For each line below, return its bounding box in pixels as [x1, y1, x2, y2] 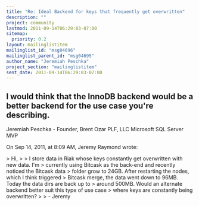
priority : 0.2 [11, 36, 46, 42]
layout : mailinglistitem [6, 42, 68, 48]
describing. [6, 110, 50, 120]
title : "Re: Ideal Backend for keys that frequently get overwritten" [6, 8, 185, 15]
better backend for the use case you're [6, 100, 154, 110]
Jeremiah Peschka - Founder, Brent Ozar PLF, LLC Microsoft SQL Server [6, 126, 184, 133]
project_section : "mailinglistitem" [6, 64, 97, 70]
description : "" [6, 14, 46, 20]
